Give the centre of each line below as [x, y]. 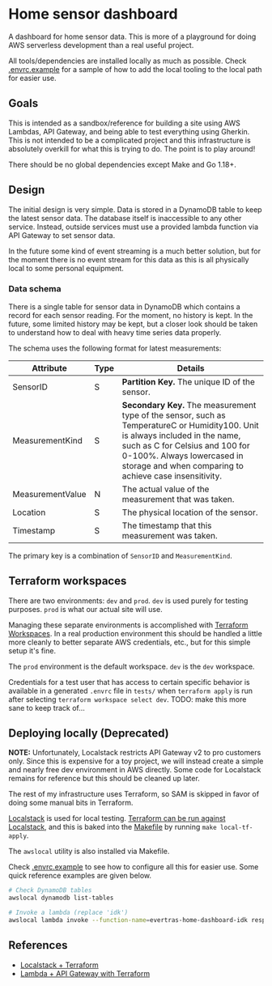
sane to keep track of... [47, 708]
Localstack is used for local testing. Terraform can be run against [117, 818]
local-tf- [236, 828]
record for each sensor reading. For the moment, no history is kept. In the [131, 315]
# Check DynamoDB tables [50, 890]
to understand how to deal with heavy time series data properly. [115, 332]
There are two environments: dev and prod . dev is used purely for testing [128, 601]
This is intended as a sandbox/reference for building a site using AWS [125, 123]
